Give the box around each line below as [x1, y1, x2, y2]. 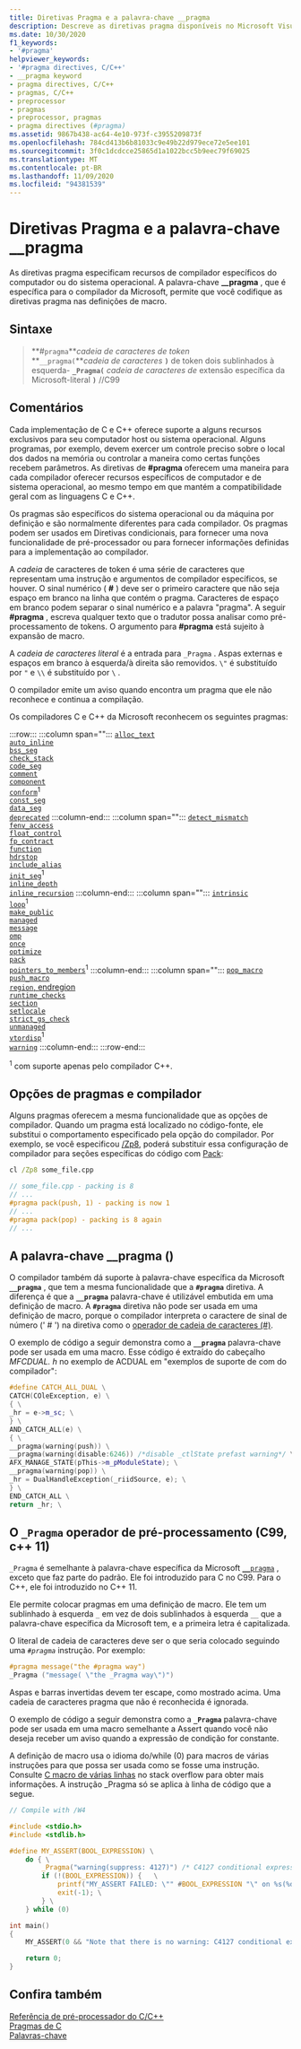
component [9, 777, 47, 786]
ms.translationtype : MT [9, 154, 99, 164]
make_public [9, 908, 54, 917]
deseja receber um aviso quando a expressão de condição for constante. [9, 1733, 279, 1744]
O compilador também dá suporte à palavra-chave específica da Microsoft [9, 1272, 285, 1283]
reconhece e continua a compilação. [9, 693, 144, 704]
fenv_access [9, 822, 54, 831]
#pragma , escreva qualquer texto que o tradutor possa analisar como [9, 611, 269, 622]
